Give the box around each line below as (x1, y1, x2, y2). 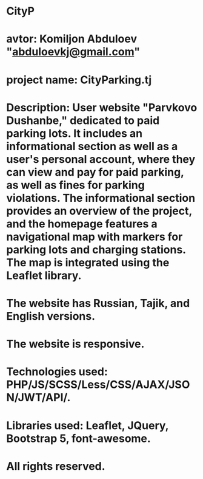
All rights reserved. (6, 459, 105, 473)
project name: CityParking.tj (6, 73, 152, 86)
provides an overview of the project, (6, 204, 192, 218)
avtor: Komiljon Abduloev (6, 32, 138, 46)
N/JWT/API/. (6, 391, 71, 405)
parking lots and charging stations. (6, 243, 186, 257)
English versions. (6, 309, 96, 323)
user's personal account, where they (6, 152, 196, 166)
